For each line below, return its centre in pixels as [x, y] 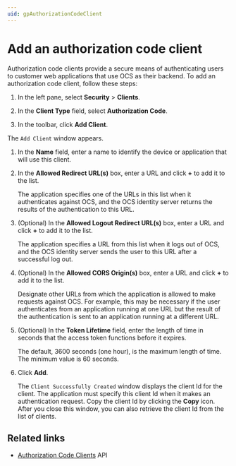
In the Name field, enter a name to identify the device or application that [122, 152]
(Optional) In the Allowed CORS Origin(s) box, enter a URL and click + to [123, 273]
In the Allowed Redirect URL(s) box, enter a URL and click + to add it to [121, 173]
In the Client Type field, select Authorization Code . [92, 111]
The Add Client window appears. [56, 138]
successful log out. [45, 259]
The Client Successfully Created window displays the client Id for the [120, 386]
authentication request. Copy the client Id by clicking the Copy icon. [116, 401]
